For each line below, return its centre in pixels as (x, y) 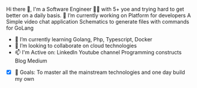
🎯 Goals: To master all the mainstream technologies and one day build (100, 72)
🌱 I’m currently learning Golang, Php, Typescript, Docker (83, 39)
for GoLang (20, 28)
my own (24, 79)
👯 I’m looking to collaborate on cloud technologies (76, 45)
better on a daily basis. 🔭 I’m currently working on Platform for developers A (98, 15)
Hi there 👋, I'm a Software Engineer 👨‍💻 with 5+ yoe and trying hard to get (95, 9)
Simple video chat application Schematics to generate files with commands (98, 22)
